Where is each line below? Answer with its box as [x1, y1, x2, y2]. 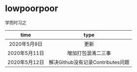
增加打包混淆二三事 [67, 50, 111, 56]
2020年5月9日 [9, 40, 43, 47]
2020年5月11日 [7, 50, 45, 56]
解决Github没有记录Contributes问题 [48, 59, 130, 66]
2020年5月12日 [7, 59, 45, 66]
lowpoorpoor [5, 3, 59, 14]
